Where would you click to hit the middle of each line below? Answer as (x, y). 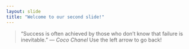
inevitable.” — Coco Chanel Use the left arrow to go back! (91, 40)
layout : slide (24, 11)
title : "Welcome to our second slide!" (55, 17)
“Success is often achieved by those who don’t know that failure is (102, 33)
